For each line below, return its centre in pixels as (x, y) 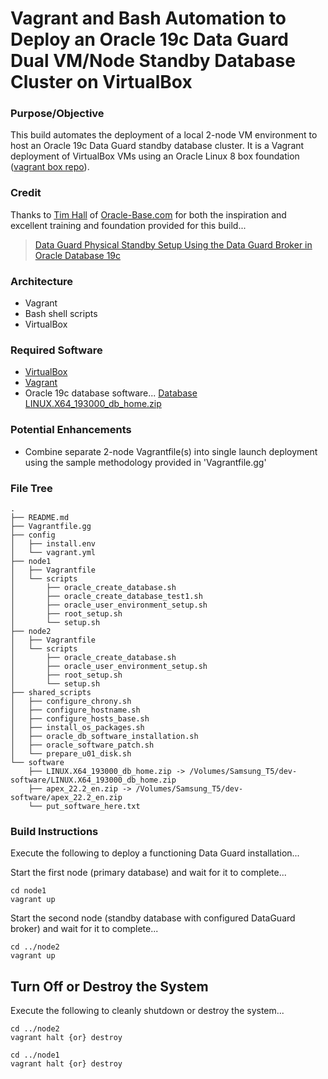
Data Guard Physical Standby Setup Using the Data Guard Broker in (173, 244)
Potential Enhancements (71, 430)
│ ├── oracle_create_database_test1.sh (106, 596)
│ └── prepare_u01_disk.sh (71, 753)
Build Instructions (54, 831)
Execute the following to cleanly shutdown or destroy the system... (147, 1011)
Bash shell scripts (61, 314)
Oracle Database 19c (78, 255)
